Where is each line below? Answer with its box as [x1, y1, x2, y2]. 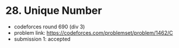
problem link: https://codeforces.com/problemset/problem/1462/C [13, 29, 173, 36]
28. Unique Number [5, 4, 103, 17]
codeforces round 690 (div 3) [13, 23, 85, 30]
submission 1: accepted [13, 35, 71, 42]
